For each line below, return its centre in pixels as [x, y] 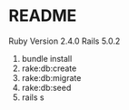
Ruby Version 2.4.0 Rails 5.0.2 [64, 41]
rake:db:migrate [51, 77]
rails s [33, 97]
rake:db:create [49, 68]
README [43, 16]
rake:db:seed [46, 87]
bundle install [47, 58]
